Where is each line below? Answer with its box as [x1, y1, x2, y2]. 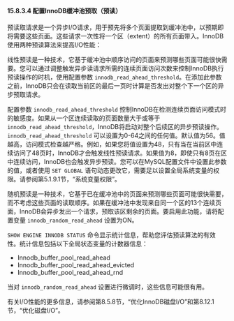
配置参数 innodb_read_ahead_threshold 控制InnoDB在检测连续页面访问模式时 [7, 105, 227, 114]
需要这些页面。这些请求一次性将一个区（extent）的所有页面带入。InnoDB [13, 32, 224, 40]
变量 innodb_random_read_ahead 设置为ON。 [13, 216, 138, 225]
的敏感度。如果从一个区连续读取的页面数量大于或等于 [7, 114, 161, 122]
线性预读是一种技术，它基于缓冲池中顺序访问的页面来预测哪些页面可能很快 [7, 56, 221, 64]
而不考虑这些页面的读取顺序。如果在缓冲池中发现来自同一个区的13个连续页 [7, 199, 222, 207]
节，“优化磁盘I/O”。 [7, 306, 64, 315]
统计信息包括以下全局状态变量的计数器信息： [19, 239, 148, 248]
